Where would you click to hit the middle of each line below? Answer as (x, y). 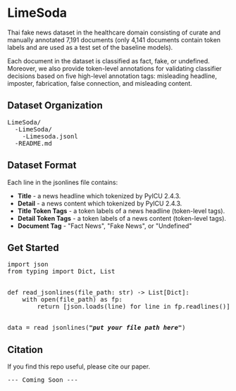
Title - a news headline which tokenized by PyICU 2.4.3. (99, 195)
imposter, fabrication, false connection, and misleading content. (100, 83)
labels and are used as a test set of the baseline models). (90, 47)
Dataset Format (42, 166)
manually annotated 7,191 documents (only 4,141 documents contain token (114, 39)
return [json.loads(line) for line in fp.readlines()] (133, 307)
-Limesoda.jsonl (50, 136)
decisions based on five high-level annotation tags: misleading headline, (112, 76)
